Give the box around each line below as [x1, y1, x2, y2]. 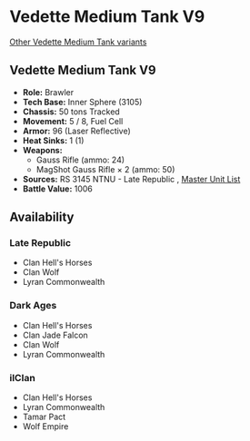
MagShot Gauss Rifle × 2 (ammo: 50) [35, 163, 175, 174]
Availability [9, 210, 75, 225]
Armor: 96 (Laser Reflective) [22, 125, 132, 136]
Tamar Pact [22, 411, 66, 423]
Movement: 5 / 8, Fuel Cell [22, 115, 124, 126]
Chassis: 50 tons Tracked [22, 106, 120, 117]
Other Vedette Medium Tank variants [9, 36, 147, 47]
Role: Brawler [22, 86, 75, 97]
